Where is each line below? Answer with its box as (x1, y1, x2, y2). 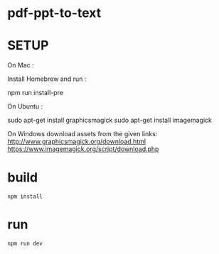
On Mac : (7, 61, 34, 70)
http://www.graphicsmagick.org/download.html (7, 137, 146, 146)
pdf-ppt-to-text (7, 5, 102, 21)
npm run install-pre (7, 89, 64, 97)
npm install (7, 193, 43, 200)
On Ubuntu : (7, 102, 43, 111)
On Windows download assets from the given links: (7, 130, 158, 138)
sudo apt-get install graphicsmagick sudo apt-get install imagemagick (7, 116, 212, 125)
